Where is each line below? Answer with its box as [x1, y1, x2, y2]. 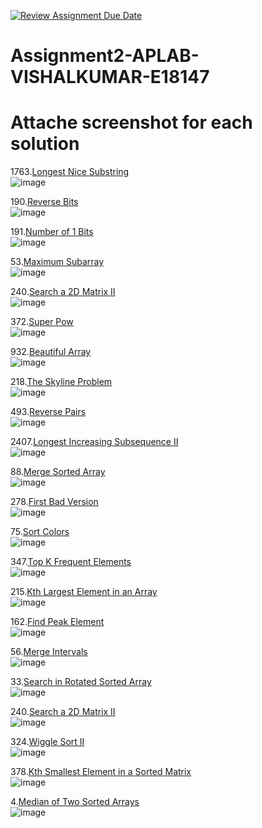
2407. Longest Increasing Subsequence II [10, 436, 179, 448]
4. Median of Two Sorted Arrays [10, 796, 140, 808]
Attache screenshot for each [10, 111, 253, 134]
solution [10, 133, 80, 155]
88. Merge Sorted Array [10, 466, 106, 478]
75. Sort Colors [10, 526, 70, 538]
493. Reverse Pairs [10, 406, 87, 418]
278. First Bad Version [10, 496, 99, 508]
